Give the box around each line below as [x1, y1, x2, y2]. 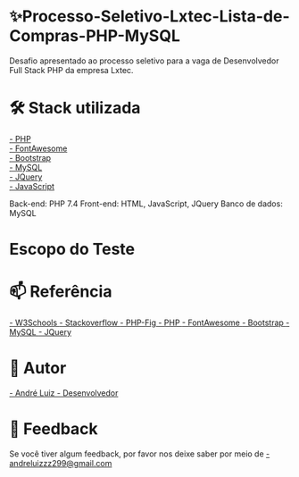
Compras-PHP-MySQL [9, 26, 181, 46]
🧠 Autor [9, 358, 67, 379]
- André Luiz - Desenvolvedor [9, 387, 119, 398]
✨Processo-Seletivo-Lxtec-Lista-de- [9, 6, 290, 27]
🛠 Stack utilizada [9, 98, 141, 118]
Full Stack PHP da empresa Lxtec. [9, 64, 134, 75]
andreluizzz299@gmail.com [9, 457, 112, 468]
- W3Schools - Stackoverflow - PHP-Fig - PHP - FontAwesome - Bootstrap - [9, 317, 290, 328]
